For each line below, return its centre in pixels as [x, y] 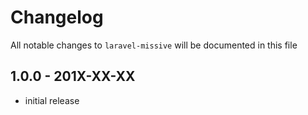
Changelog [57, 17]
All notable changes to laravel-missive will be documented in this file [154, 45]
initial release [52, 100]
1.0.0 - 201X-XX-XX [73, 76]
